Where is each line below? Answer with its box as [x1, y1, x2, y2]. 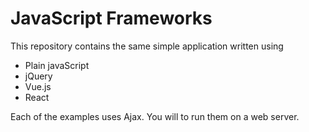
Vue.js [24, 80, 52, 92]
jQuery [24, 70, 53, 82]
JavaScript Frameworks [10, 7, 213, 30]
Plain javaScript [24, 59, 90, 71]
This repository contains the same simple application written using [10, 40, 284, 52]
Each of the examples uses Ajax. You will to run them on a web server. [10, 110, 300, 122]
